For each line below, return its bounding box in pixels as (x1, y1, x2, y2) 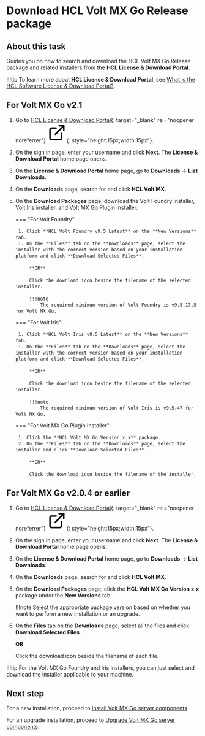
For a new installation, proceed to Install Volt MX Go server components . (6, 705, 189, 712)
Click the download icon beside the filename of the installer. (29, 471, 197, 477)
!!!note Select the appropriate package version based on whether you (15, 604, 191, 611)
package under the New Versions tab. (15, 591, 112, 599)
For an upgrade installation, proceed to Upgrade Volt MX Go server (6, 716, 176, 724)
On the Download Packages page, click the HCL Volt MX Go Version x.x (15, 585, 199, 592)
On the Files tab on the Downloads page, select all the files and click (15, 622, 190, 629)
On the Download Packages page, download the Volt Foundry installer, (15, 197, 195, 204)
